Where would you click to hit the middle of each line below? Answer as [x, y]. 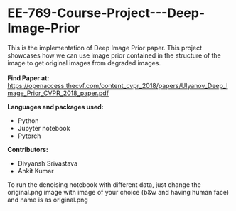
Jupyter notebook [44, 128]
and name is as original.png [48, 200]
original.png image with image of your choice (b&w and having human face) [118, 192]
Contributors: [28, 149]
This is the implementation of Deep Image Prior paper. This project [105, 48]
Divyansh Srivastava [48, 163]
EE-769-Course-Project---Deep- [106, 13]
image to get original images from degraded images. [84, 63]
